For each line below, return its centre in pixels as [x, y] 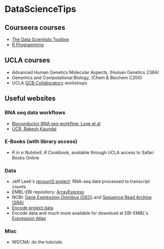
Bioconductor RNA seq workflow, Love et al [56, 123]
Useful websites [30, 99]
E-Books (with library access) [41, 142]
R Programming [28, 45]
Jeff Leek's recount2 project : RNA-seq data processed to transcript [81, 181]
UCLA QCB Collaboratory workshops [50, 83]
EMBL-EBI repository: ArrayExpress [48, 192]
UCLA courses [27, 60]
